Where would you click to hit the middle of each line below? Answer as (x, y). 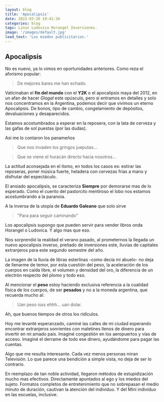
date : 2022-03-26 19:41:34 (33, 19)
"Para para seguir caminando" (47, 215)
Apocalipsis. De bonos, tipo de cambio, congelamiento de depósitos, (74, 108)
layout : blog (18, 10)
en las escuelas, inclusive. (31, 394)
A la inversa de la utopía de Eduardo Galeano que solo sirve (66, 206)
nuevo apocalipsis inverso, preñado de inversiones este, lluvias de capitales (82, 245)
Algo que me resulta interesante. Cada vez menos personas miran (72, 354)
